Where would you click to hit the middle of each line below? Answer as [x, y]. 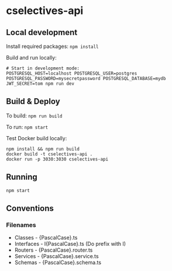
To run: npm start [27, 127]
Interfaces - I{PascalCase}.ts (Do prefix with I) [70, 244]
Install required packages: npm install [52, 46]
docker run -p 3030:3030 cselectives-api [57, 159]
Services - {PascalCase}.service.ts [56, 256]
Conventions [30, 209]
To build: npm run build [34, 116]
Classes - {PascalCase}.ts [46, 238]
